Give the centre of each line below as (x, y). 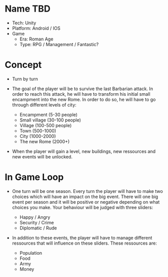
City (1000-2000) (38, 136)
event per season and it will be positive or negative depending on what (86, 202)
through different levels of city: (44, 105)
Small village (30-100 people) (50, 120)
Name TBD (28, 9)
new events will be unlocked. (42, 156)
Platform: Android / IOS (36, 28)
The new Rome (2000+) (45, 141)
